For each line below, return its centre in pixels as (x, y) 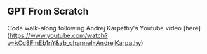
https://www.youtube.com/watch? (59, 35)
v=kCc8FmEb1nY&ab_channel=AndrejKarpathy (74, 43)
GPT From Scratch (48, 11)
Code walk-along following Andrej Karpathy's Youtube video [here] (104, 28)
